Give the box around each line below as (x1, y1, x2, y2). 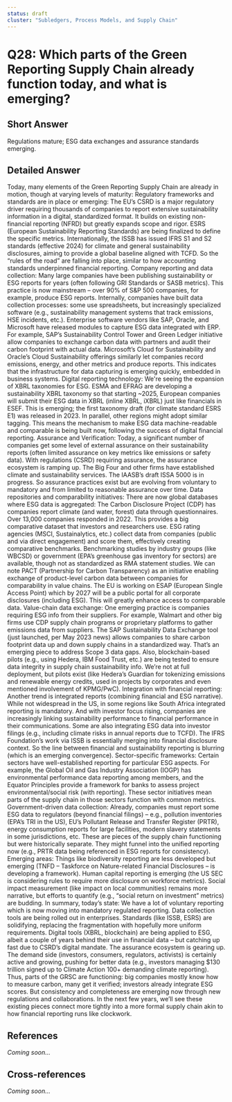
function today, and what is (7, 76, 168, 92)
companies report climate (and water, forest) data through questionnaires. (7, 508, 218, 516)
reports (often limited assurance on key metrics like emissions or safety (7, 449, 211, 457)
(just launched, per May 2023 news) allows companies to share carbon (7, 633, 211, 641)
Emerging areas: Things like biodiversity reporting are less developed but (7, 855, 216, 863)
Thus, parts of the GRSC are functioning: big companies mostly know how (7, 973, 219, 981)
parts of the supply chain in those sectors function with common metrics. (7, 796, 217, 804)
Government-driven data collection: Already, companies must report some (7, 803, 220, 812)
